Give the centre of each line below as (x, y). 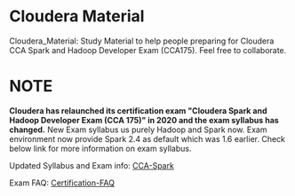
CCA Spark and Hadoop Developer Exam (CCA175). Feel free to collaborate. (148, 50)
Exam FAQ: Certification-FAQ (62, 183)
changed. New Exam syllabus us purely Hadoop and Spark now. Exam (138, 129)
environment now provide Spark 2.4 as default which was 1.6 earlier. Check (147, 138)
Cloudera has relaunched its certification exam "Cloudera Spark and (138, 110)
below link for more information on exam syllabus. (100, 148)
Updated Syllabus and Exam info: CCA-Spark (92, 165)
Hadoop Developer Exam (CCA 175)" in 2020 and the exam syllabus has (144, 120)
